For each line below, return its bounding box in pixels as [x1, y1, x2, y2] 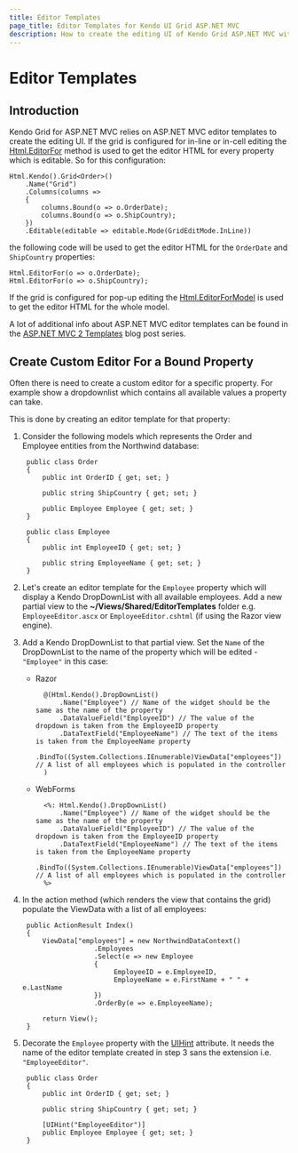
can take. [9, 396, 43, 407]
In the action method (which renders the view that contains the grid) [21, 894, 271, 905]
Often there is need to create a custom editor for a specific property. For [9, 378, 273, 388]
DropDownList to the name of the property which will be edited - [21, 646, 258, 658]
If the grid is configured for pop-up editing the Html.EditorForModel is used [9, 292, 284, 303]
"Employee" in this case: [21, 656, 109, 667]
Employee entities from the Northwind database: [21, 441, 200, 452]
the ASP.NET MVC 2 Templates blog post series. [9, 328, 186, 339]
